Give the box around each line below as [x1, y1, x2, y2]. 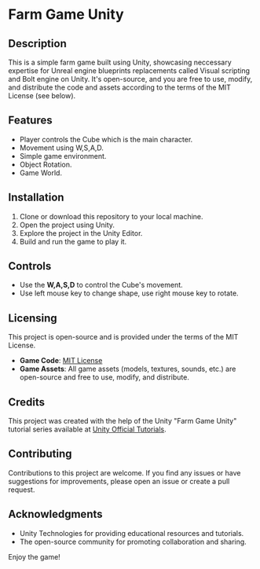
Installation [8, 191, 64, 204]
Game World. [19, 167, 63, 178]
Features [8, 114, 53, 127]
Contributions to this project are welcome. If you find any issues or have [8, 468, 241, 477]
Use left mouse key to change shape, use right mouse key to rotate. [19, 288, 239, 298]
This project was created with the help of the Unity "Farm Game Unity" [8, 417, 237, 426]
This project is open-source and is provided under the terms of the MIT [8, 332, 239, 342]
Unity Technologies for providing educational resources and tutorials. [19, 528, 244, 538]
